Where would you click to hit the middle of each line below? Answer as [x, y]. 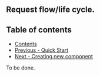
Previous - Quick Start [41, 50]
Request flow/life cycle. [51, 10]
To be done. [21, 68]
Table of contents [39, 30]
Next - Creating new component [54, 57]
